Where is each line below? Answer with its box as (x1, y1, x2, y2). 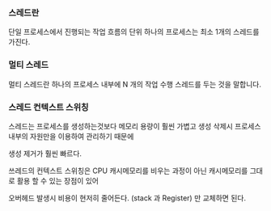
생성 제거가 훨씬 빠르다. (8, 148, 83, 158)
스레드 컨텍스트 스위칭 (8, 101, 89, 112)
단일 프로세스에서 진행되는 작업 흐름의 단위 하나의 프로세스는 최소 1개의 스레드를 (8, 27, 260, 37)
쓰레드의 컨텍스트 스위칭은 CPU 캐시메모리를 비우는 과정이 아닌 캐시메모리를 (8, 166, 248, 175)
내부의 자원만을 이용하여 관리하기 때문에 (8, 131, 134, 141)
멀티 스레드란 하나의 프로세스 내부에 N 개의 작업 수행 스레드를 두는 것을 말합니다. (8, 79, 261, 89)
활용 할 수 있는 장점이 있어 (16, 175, 100, 185)
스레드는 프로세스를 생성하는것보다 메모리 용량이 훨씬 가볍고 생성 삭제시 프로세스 (8, 121, 261, 131)
